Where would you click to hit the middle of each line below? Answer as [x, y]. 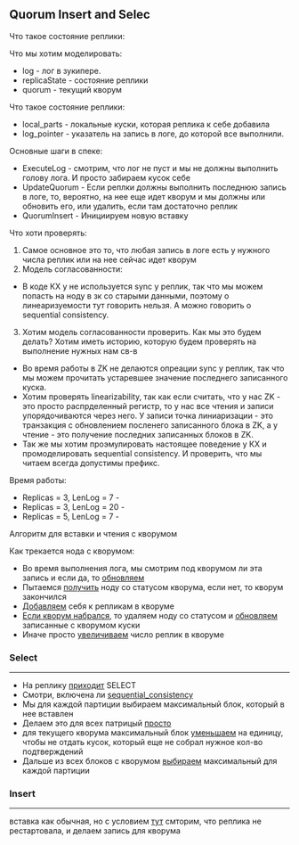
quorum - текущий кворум [72, 89]
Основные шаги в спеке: [56, 151]
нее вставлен [48, 714]
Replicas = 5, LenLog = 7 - [71, 516]
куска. [34, 387]
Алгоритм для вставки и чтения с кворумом [93, 533]
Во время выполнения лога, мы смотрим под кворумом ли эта [142, 568]
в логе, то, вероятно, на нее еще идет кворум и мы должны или [143, 196]
